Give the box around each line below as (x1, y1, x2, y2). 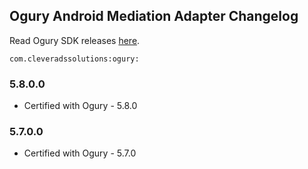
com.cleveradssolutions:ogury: (9, 54, 140, 64)
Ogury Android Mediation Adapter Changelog (9, 8, 299, 25)
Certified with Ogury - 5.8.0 (23, 100, 138, 112)
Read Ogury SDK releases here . (9, 34, 141, 46)
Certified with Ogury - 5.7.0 (23, 147, 137, 159)
